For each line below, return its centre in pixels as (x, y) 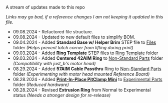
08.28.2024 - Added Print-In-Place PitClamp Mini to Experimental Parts (87, 79)
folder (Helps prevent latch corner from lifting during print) (73, 48)
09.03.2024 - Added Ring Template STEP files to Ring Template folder (85, 53)
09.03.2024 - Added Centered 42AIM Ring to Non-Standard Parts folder (88, 58)
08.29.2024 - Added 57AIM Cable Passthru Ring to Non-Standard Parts (87, 69)
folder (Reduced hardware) (41, 85)
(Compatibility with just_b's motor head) (54, 63)
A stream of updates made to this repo (45, 7)
